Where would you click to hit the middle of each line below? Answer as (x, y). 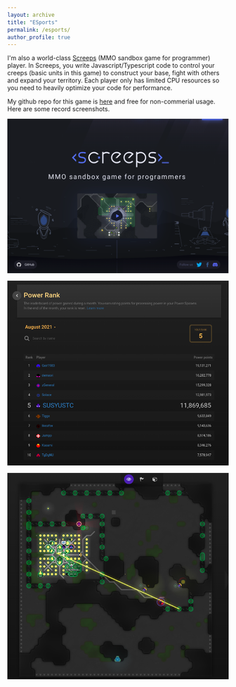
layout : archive (31, 15)
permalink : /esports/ (39, 30)
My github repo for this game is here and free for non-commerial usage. (111, 101)
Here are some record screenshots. (59, 109)
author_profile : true (39, 37)
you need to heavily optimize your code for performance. (90, 88)
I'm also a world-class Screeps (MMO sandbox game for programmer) (109, 58)
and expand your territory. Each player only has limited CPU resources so (113, 80)
